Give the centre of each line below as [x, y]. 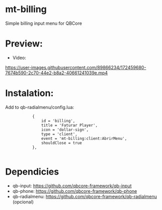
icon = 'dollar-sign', [65, 130]
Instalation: [29, 93]
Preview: [24, 44]
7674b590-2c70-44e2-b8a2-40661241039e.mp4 [57, 73]
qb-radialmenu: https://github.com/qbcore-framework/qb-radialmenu [85, 196]
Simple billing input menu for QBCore [44, 23]
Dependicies [32, 172]
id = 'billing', [58, 121]
